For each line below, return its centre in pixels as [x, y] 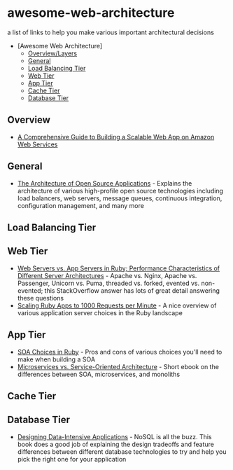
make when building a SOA [56, 359]
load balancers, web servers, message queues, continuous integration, [120, 198]
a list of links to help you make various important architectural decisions [111, 32]
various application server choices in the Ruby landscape [100, 312]
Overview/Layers [52, 53]
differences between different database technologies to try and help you [122, 451]
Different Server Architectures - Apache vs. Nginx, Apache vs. [107, 275]
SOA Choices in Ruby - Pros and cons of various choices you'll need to [120, 352]
